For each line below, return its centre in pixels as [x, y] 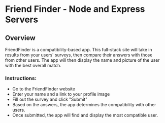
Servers [22, 20]
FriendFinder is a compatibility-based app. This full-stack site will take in [79, 50]
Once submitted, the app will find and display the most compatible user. [85, 115]
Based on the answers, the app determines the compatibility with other [84, 105]
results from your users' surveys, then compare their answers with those [79, 55]
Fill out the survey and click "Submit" [50, 99]
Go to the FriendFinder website [44, 89]
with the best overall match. [33, 65]
